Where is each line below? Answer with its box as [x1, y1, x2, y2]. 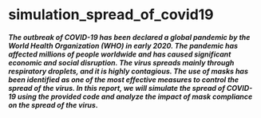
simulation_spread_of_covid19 [8, 6, 214, 24]
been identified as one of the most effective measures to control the [8, 74, 239, 85]
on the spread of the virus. [8, 100, 98, 109]
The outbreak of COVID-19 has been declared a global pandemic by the [8, 32, 251, 41]
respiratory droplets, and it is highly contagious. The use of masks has [8, 66, 249, 76]
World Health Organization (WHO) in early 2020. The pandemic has [8, 41, 238, 50]
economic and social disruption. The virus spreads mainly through [8, 57, 235, 67]
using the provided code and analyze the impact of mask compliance [17, 92, 253, 101]
